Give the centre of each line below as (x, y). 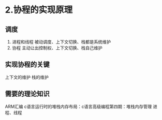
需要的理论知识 (27, 94)
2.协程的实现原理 (39, 10)
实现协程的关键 (27, 65)
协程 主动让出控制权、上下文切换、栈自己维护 (57, 48)
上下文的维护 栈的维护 (27, 77)
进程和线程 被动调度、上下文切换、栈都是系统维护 (61, 42)
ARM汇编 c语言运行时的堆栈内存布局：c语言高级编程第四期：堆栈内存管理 (79, 106)
